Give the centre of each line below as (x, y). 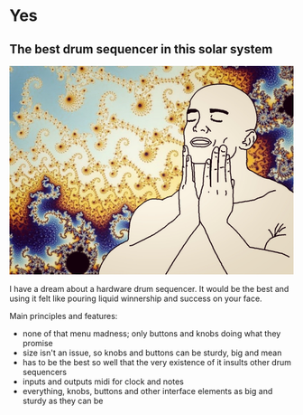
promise (38, 343)
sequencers (45, 372)
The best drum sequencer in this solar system (141, 49)
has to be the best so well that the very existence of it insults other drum (156, 362)
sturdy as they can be (63, 401)
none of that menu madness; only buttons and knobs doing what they (151, 333)
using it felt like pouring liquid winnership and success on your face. (136, 298)
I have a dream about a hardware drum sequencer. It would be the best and (149, 288)
